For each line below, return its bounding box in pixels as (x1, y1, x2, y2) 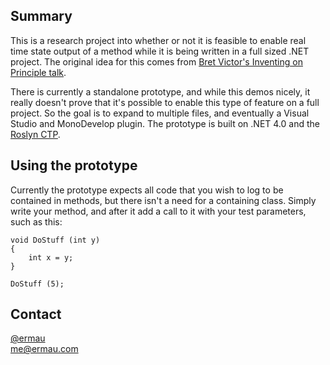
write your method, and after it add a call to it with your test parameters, (10, 205, 307, 217)
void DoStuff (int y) (10, 235, 101, 245)
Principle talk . (10, 66, 67, 78)
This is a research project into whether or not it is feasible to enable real (10, 34, 307, 46)
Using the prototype (10, 157, 138, 174)
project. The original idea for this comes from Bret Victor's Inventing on (10, 55, 303, 68)
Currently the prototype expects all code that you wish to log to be (10, 184, 284, 196)
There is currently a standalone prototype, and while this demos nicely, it (10, 85, 311, 98)
